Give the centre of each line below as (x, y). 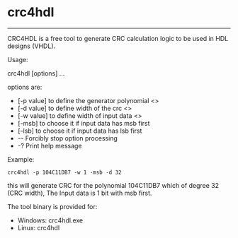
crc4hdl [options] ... (36, 73)
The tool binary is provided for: (52, 206)
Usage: (18, 59)
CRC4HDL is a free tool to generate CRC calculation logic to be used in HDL (118, 38)
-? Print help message (50, 145)
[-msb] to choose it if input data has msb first (84, 123)
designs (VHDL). (32, 46)
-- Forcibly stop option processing (68, 138)
